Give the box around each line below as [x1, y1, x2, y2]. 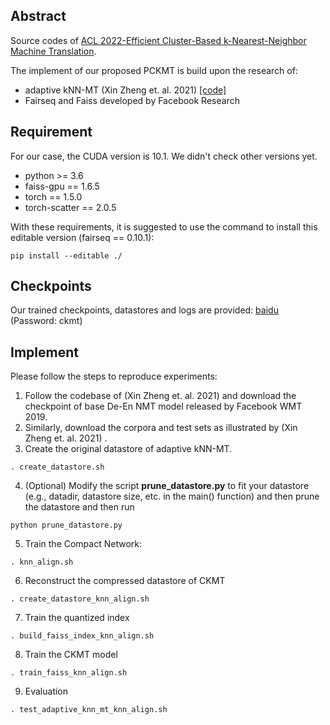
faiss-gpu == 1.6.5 [24, 180, 100, 192]
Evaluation [24, 685, 69, 698]
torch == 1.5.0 [24, 190, 83, 203]
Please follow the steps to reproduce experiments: [10, 370, 218, 383]
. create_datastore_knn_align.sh [10, 594, 150, 604]
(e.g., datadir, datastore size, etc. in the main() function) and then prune [24, 490, 320, 503]
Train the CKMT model [24, 649, 118, 661]
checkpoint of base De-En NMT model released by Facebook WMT [24, 400, 303, 413]
